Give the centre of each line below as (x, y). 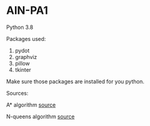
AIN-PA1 (27, 11)
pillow (22, 63)
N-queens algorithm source (41, 116)
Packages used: (26, 39)
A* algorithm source (31, 105)
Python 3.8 (20, 27)
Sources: (17, 93)
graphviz (26, 57)
